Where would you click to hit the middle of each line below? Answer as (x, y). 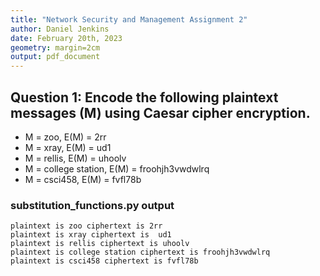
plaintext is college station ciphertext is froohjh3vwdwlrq (140, 252)
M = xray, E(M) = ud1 (68, 147)
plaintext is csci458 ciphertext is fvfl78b (104, 261)
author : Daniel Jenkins (60, 29)
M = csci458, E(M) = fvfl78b (83, 179)
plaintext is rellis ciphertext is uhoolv (100, 244)
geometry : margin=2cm (55, 47)
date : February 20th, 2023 (66, 38)
